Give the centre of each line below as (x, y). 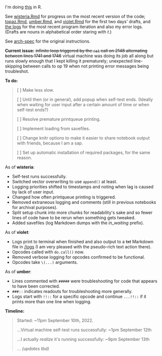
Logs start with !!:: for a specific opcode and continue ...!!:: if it (79, 296)
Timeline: (15, 311)
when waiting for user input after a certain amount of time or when (83, 105)
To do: (12, 81)
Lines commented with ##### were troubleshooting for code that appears (85, 281)
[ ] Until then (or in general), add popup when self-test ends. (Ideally (85, 99)
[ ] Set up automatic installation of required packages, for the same (84, 153)
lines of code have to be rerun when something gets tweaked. (74, 218)
